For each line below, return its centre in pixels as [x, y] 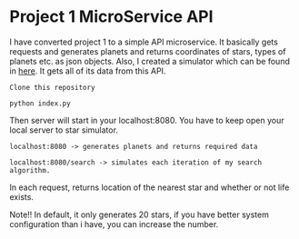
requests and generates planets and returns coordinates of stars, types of [148, 51]
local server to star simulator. [64, 130]
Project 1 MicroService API [111, 17]
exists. [22, 196]
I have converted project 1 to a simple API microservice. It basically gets [144, 42]
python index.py [40, 103]
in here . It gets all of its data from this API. [88, 71]
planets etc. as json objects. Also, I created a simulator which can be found [150, 61]
